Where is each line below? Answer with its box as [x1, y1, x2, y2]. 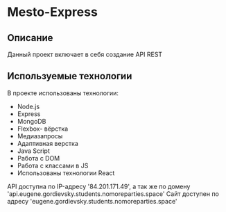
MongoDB [17, 117, 46, 125]
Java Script [17, 147, 50, 155]
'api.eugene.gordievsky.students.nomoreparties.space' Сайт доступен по [7, 189, 220, 198]
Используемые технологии [7, 70, 132, 82]
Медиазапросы [17, 131, 63, 140]
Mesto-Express [7, 4, 98, 20]
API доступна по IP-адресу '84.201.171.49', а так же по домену [7, 182, 191, 190]
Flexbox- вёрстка [17, 124, 69, 133]
